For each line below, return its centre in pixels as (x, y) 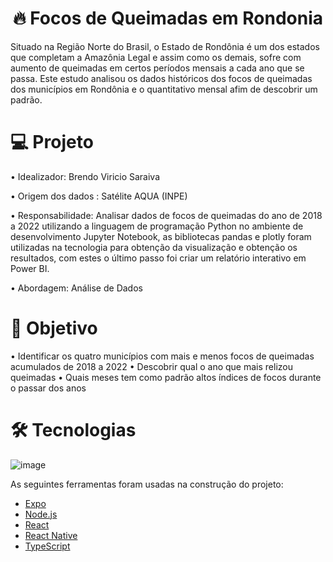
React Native (51, 535)
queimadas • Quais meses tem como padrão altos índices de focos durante (166, 377)
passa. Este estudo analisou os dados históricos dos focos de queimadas (161, 78)
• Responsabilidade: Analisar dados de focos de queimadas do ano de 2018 (166, 215)
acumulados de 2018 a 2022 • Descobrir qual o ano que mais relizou (151, 366)
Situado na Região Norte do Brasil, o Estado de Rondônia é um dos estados (165, 46)
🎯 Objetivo (54, 328)
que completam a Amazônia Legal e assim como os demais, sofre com (156, 57)
